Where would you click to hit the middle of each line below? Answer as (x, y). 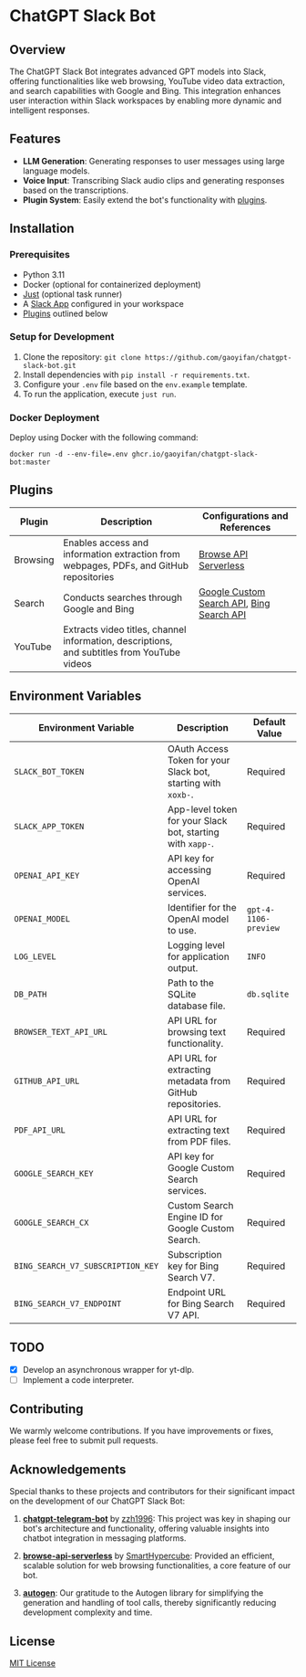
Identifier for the (202, 907)
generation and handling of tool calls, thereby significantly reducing (149, 1603)
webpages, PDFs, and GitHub (126, 565)
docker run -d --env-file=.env (69, 454)
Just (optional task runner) (72, 294)
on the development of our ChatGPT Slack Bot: (97, 1501)
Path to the (190, 983)
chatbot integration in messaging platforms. (104, 1538)
